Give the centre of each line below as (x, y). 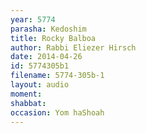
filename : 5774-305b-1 (57, 76)
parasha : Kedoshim (48, 29)
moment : (26, 94)
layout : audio (40, 85)
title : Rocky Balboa (53, 38)
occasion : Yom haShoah (57, 112)
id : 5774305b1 (40, 66)
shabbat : (28, 103)
